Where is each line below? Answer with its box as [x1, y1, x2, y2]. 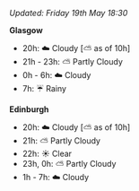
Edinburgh [9, 104, 49, 115]
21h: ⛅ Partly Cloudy [22, 135, 101, 146]
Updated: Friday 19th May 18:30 [9, 8, 128, 18]
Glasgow [9, 25, 43, 35]
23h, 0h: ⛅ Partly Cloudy [22, 159, 117, 169]
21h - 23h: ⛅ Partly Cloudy [22, 56, 124, 66]
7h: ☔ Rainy [22, 83, 67, 93]
